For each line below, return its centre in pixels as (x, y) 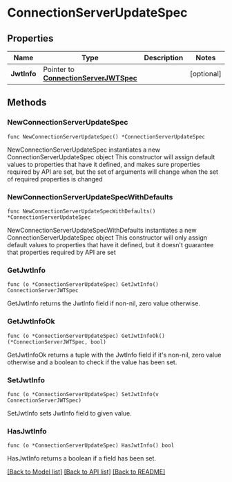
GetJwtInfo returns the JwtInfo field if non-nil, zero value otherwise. (104, 303)
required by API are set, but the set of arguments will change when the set (113, 172)
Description (164, 58)
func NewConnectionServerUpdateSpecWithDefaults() (81, 211)
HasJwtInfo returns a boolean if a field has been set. (82, 458)
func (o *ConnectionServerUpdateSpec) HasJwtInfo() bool (91, 446)
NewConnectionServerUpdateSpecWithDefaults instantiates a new (102, 230)
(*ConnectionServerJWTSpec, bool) (57, 342)
